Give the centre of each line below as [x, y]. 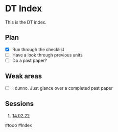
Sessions [20, 104]
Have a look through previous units [47, 55]
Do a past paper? [30, 60]
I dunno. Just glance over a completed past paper [62, 88]
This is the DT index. [26, 22]
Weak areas [24, 76]
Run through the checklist [38, 49]
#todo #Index [19, 125]
